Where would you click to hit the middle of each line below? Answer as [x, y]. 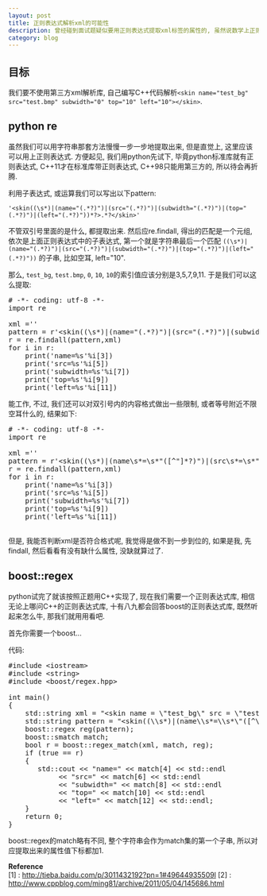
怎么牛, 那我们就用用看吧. [64, 616]
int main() [29, 697]
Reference [26, 866]
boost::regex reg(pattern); [79, 729]
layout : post [30, 15]
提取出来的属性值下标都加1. [59, 850]
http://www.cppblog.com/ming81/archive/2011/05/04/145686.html [116, 883]
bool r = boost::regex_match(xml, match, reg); [120, 745]
